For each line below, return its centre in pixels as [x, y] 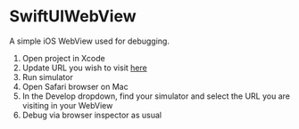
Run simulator [47, 77]
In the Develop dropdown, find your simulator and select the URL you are [156, 96]
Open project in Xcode [63, 58]
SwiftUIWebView [73, 16]
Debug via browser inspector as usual [92, 115]
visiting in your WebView [67, 105]
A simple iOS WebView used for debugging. [89, 41]
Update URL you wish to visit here [84, 68]
